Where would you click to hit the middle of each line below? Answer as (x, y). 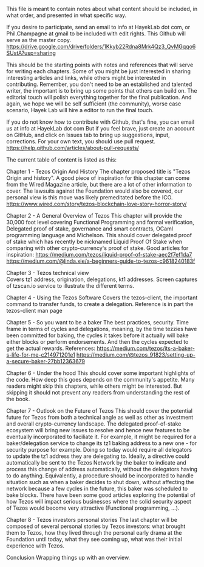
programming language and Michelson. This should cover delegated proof (99, 235)
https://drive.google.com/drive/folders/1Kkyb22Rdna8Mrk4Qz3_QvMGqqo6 (101, 46)
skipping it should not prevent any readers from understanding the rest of (98, 392)
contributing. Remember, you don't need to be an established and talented (99, 84)
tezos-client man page (34, 311)
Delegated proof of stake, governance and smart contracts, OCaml (90, 229)
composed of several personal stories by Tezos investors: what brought (96, 526)
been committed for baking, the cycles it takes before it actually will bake (98, 335)
